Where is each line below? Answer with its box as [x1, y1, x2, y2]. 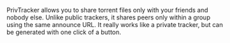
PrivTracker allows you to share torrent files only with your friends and [6, 6, 208, 14]
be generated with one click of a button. [6, 28, 121, 36]
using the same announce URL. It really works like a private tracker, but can [6, 21, 224, 28]
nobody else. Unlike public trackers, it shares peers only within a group [6, 13, 210, 21]
